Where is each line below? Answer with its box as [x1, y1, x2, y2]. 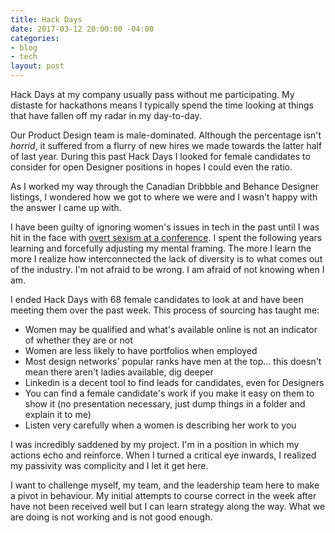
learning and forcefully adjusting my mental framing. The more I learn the [10, 242, 312, 254]
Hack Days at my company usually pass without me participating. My [10, 89, 295, 100]
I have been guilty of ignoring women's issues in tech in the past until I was [10, 221, 320, 233]
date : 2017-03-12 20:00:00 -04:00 [10, 24, 155, 34]
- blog [10, 42, 38, 53]
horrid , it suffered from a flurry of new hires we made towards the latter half [10, 140, 323, 151]
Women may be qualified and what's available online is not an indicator [24, 324, 318, 335]
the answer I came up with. [10, 202, 122, 213]
